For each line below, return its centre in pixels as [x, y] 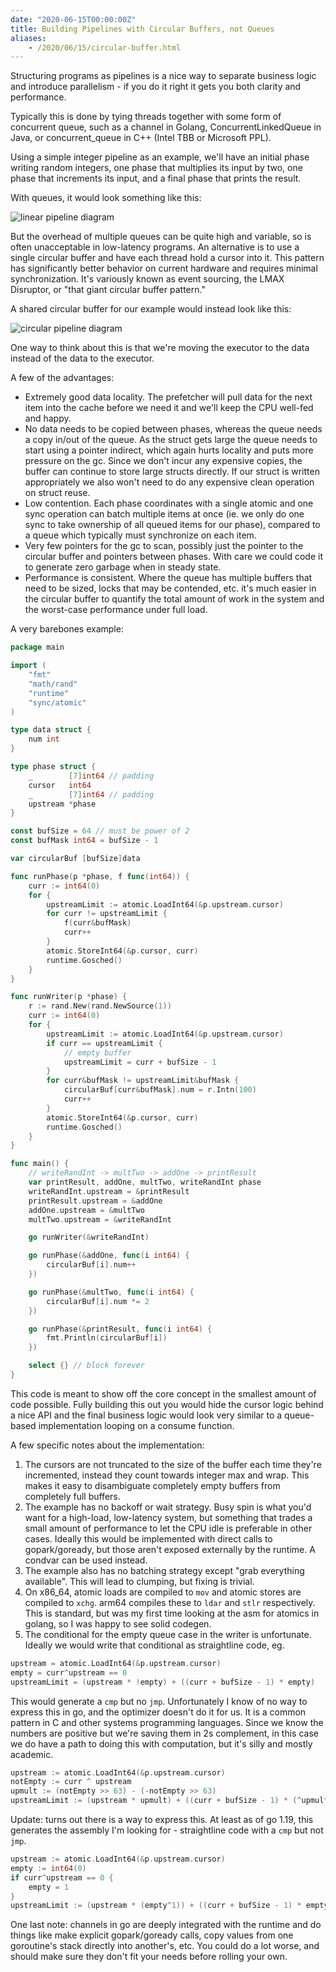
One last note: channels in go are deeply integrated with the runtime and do [166, 1925]
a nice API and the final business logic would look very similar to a [146, 1415]
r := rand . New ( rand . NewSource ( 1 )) [100, 1006]
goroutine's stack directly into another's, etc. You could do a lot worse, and [165, 1946]
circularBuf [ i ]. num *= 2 [98, 1301]
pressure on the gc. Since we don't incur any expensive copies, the [163, 461]
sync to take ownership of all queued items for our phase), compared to [172, 525]
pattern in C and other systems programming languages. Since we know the [167, 1722]
